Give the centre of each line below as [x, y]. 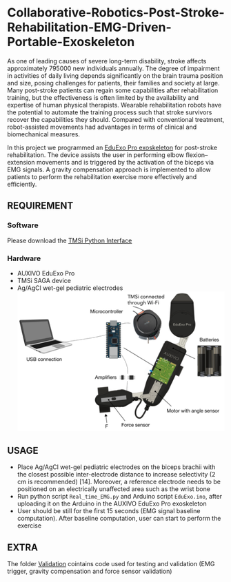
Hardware [24, 258]
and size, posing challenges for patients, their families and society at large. [113, 83]
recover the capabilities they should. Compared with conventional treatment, [116, 119]
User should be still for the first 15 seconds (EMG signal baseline [109, 511]
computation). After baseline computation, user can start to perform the [119, 519]
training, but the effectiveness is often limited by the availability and [103, 97]
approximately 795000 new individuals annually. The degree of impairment [113, 68]
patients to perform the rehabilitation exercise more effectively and [102, 176]
